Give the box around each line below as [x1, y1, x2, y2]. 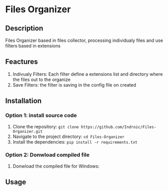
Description [5, 24, 43, 33]
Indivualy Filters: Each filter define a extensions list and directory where [12, 71, 163, 77]
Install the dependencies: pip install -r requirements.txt [12, 139, 137, 145]
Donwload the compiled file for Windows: [12, 163, 100, 169]
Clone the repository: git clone [12, 123, 79, 129]
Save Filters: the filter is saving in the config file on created [12, 81, 136, 88]
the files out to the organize [12, 76, 71, 83]
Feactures [5, 58, 38, 66]
